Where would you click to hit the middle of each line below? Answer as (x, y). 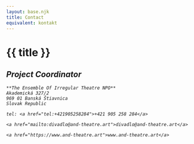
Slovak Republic (26, 104)
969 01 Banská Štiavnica (37, 99)
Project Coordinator (44, 74)
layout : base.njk (28, 12)
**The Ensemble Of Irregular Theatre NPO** (61, 88)
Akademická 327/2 (28, 93)
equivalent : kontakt (32, 23)
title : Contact (25, 17)
